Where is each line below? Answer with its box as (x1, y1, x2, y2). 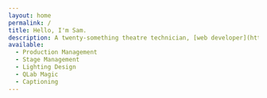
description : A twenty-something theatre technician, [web (8, 33, 208, 42)
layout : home (8, 11, 52, 20)
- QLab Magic (15, 70, 59, 78)
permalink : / (8, 19, 52, 27)
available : (8, 41, 44, 49)
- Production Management (15, 48, 98, 56)
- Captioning (15, 77, 59, 85)
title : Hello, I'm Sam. (8, 26, 87, 34)
